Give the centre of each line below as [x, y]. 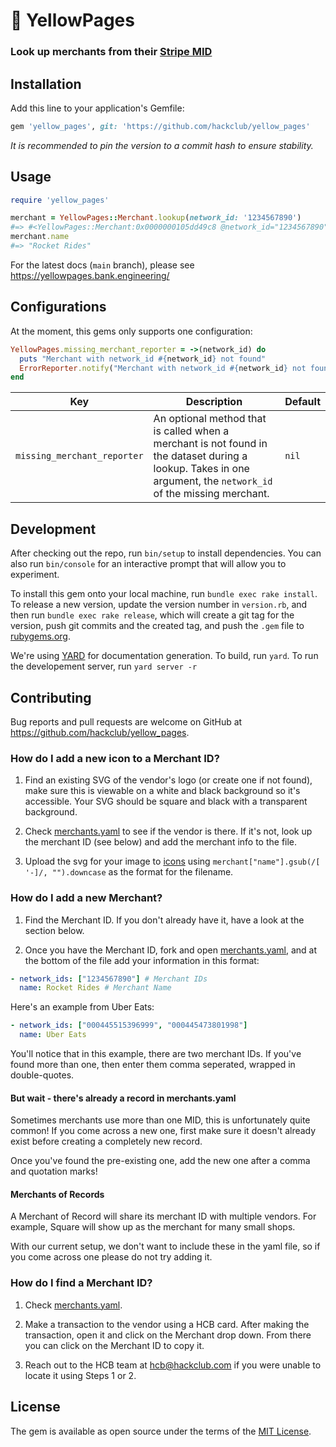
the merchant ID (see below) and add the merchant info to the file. [161, 842]
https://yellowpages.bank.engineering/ [90, 275]
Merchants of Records [57, 1194]
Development [53, 529]
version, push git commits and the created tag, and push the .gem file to [157, 626]
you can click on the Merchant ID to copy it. [114, 1345]
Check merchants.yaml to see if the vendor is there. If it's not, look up [168, 831]
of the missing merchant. [211, 494]
